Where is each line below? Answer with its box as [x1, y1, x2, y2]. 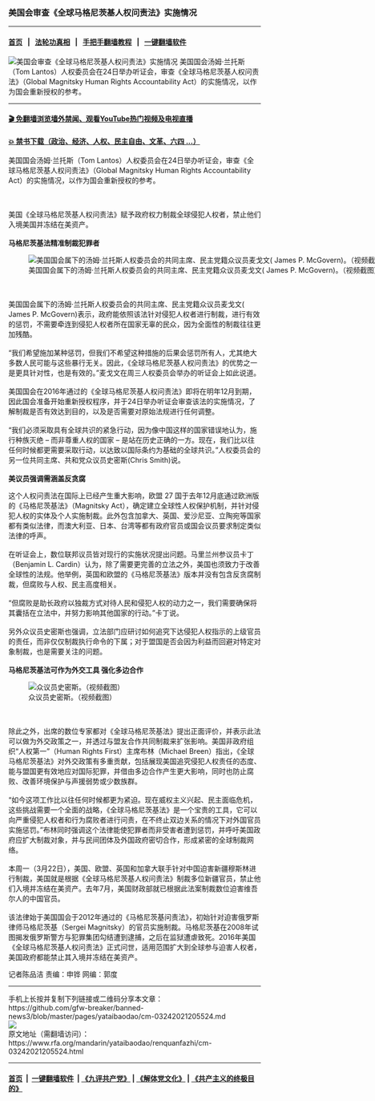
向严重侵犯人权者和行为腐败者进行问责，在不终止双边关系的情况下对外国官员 [8, 816, 261, 825]
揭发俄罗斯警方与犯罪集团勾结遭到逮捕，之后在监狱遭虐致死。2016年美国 [14, 933, 256, 942]
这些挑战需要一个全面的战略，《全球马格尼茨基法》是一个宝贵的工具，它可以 [8, 805, 258, 815]
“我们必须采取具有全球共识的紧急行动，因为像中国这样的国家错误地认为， [8, 425, 251, 435]
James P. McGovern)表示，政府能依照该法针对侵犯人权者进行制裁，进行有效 [8, 310, 260, 319]
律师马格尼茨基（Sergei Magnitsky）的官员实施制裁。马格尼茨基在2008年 [8, 922, 252, 932]
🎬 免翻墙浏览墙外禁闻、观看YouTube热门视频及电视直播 [8, 114, 194, 123]
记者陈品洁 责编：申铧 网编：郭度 [8, 969, 118, 979]
